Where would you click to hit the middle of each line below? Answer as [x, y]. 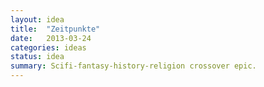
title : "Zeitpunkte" [55, 29]
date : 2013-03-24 [51, 38]
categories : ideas [48, 47]
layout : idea [37, 19]
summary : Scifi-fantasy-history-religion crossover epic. [133, 66]
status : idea [37, 57]
